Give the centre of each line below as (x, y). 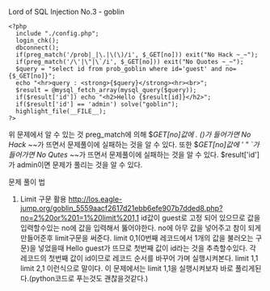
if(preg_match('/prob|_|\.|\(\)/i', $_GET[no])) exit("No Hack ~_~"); (137, 55)
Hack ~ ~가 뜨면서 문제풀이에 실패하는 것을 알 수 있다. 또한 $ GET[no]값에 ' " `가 (134, 144)
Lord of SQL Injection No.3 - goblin (67, 12)
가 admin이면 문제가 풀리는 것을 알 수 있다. (76, 164)
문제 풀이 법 (27, 182)
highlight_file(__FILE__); (61, 112)
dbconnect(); (38, 48)
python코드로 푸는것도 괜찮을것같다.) (90, 278)
